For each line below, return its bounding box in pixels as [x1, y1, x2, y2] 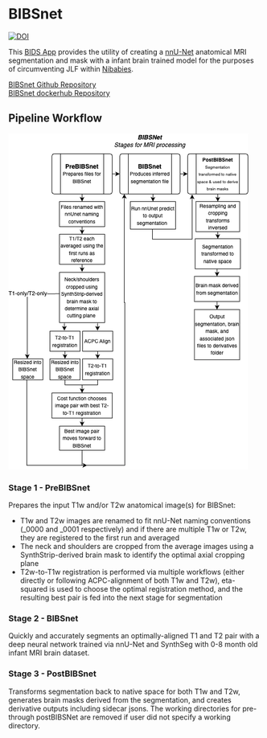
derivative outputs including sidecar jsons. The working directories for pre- [8, 703, 257, 713]
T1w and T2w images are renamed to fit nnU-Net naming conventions [19, 516, 251, 526]
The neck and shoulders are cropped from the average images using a [19, 542, 254, 551]
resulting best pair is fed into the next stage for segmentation [19, 592, 223, 603]
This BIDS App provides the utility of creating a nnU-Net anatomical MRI [8, 47, 247, 56]
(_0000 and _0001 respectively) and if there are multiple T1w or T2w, [19, 524, 248, 535]
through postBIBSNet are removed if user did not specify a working [8, 712, 231, 722]
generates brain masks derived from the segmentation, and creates [8, 695, 232, 704]
